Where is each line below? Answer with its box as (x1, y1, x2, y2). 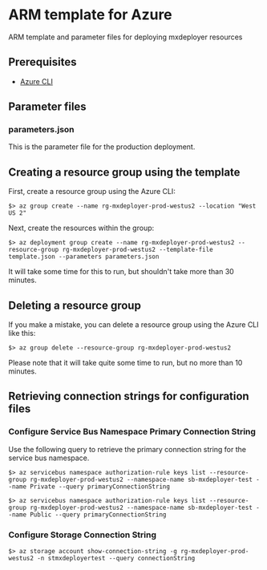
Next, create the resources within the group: (8, 223, 155, 233)
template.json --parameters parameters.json (8, 253, 160, 261)
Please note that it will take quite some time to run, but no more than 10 (8, 358, 243, 368)
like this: (8, 329, 36, 338)
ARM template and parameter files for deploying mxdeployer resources (8, 32, 243, 42)
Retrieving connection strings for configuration (8, 390, 250, 403)
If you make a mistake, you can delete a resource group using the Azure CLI (8, 320, 259, 329)
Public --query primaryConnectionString (29, 511, 167, 519)
